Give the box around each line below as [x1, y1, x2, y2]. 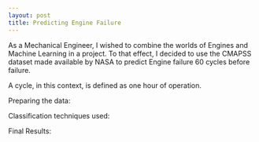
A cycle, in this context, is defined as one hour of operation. [8, 80, 202, 90]
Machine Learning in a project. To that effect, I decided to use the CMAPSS [8, 49, 252, 58]
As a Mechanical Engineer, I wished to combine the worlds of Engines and [8, 40, 248, 49]
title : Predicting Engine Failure [8, 19, 122, 27]
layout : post [8, 11, 51, 20]
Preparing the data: [8, 96, 71, 105]
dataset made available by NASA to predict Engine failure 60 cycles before [8, 56, 250, 67]
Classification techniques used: [8, 111, 110, 120]
